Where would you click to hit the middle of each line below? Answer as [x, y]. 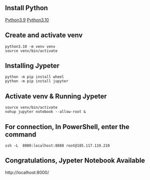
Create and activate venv [44, 35]
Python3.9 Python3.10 [27, 20]
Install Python [27, 8]
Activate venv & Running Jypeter [56, 96]
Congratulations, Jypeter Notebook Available [75, 161]
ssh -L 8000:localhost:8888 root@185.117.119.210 [57, 146]
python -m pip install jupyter [37, 81]
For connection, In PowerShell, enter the [67, 127]
